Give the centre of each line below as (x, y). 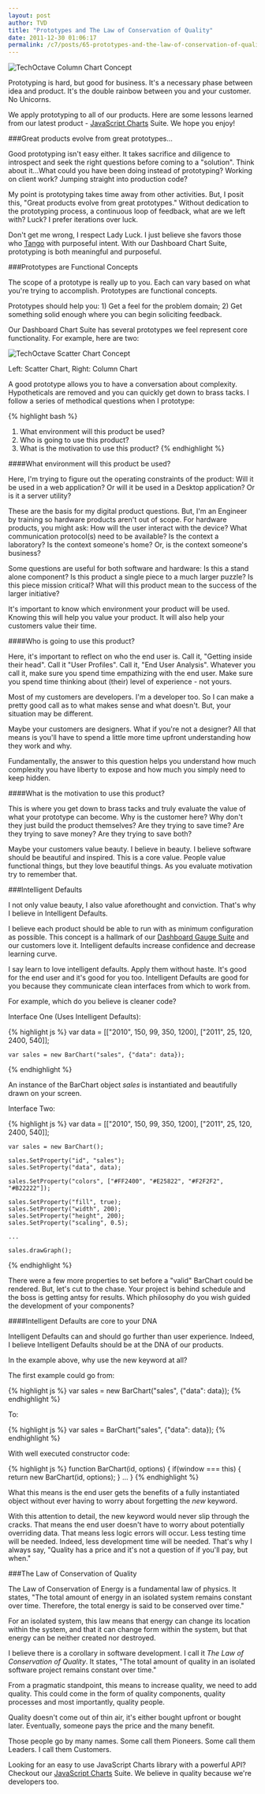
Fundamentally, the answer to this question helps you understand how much (132, 761)
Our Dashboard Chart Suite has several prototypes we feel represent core (128, 330)
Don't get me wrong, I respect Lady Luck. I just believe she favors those (125, 235)
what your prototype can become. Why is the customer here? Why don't (125, 817)
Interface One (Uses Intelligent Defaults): (75, 1017)
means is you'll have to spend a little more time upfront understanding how (130, 738)
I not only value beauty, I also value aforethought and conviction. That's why (132, 905)
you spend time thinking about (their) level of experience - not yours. (120, 682)
